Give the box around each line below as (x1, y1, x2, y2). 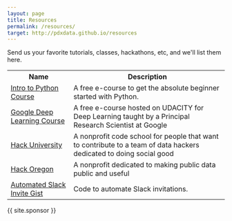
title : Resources (7, 17, 57, 23)
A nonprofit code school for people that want (73, 132, 219, 142)
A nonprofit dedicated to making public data (73, 160, 216, 170)
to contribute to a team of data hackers (73, 140, 200, 150)
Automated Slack (10, 180, 66, 190)
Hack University (10, 140, 63, 150)
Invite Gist (10, 189, 43, 198)
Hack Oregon (10, 164, 54, 174)
